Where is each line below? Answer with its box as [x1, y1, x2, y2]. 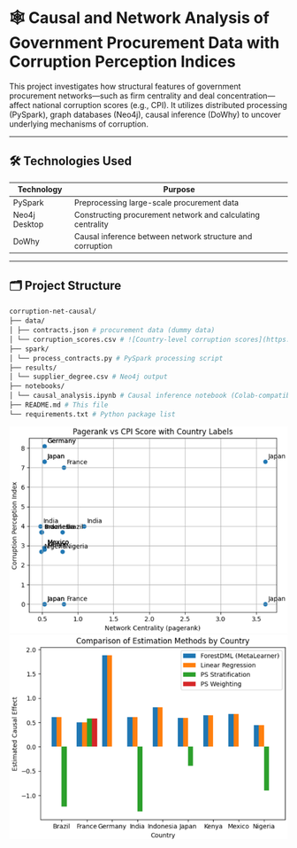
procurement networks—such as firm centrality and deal [9, 90, 215, 101]
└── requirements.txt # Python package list [9, 409, 176, 418]
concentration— [216, 90, 276, 101]
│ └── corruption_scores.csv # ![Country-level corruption [9, 335, 232, 344]
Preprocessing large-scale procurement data [73, 197, 240, 207]
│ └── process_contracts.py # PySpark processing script [9, 354, 224, 362]
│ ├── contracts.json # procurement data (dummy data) [9, 326, 216, 335]
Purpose [163, 184, 195, 195]
